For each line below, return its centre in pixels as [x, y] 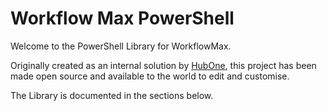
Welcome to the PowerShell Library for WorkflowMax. [121, 46]
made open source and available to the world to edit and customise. [150, 76]
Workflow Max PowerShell [122, 18]
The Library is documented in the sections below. [112, 95]
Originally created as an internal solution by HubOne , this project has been [163, 65]
